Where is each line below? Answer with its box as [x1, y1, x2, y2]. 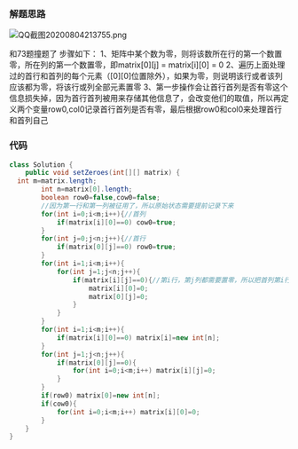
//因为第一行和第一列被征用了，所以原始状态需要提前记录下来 [41, 201, 234, 210]
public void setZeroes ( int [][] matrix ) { [25, 169, 180, 177]
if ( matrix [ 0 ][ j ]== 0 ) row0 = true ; [56, 242, 176, 252]
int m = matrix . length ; [17, 177, 98, 185]
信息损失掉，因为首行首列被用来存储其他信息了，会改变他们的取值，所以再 [9, 93, 281, 104]
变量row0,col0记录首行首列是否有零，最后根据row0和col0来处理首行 [32, 104, 282, 114]
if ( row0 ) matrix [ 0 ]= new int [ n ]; [41, 391, 161, 400]
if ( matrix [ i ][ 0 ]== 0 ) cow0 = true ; [56, 217, 176, 227]
